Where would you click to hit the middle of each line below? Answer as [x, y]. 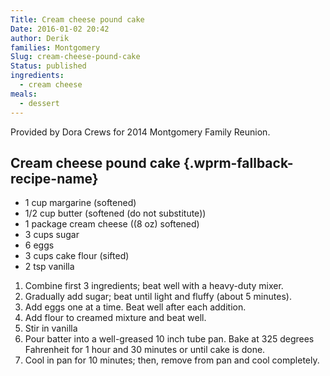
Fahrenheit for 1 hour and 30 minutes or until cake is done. [145, 350]
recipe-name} [54, 178]
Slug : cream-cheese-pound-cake [75, 57]
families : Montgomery [55, 47]
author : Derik [40, 38]
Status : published [48, 66]
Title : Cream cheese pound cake [77, 19]
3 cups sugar [52, 235]
